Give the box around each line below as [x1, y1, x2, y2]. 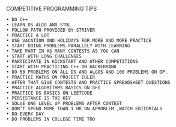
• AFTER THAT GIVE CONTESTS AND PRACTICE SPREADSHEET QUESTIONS [6, 80, 171, 86]
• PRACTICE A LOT [6, 32, 50, 38]
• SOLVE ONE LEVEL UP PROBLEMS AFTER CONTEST [6, 101, 122, 107]
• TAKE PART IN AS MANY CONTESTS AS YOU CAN [6, 48, 120, 54]
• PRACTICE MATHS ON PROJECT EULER [6, 74, 96, 80]
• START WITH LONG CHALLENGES [6, 53, 82, 59]
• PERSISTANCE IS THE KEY [6, 95, 71, 101]
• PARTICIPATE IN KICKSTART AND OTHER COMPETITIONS [6, 59, 138, 65]
